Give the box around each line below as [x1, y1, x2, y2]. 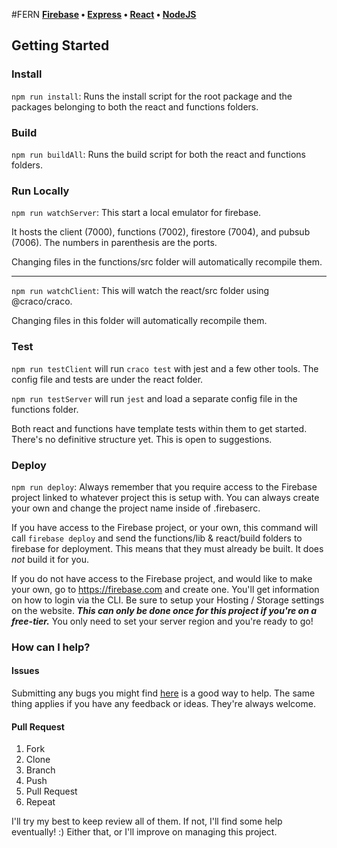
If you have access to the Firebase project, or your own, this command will [11, 521, 318, 533]
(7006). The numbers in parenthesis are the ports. [11, 237, 218, 249]
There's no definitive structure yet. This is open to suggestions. [11, 433, 273, 445]
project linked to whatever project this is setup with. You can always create [11, 491, 320, 503]
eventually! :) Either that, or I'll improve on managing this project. [11, 826, 278, 838]
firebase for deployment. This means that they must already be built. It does [11, 542, 324, 554]
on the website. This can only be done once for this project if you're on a [11, 604, 318, 616]
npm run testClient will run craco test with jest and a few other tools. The [11, 362, 319, 374]
